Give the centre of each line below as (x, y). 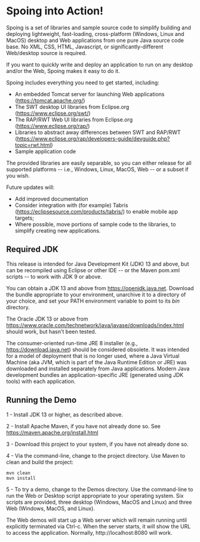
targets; (24, 218)
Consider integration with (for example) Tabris (71, 205)
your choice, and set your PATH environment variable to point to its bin (93, 301)
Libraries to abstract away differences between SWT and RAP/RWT (98, 132)
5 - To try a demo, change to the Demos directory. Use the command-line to (100, 489)
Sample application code (45, 151)
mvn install (21, 478)
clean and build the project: (40, 462)
